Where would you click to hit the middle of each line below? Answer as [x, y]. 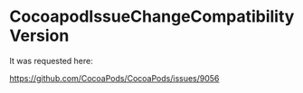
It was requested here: [51, 60]
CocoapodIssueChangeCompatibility [152, 17]
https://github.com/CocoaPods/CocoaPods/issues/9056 [114, 78]
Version [39, 36]
